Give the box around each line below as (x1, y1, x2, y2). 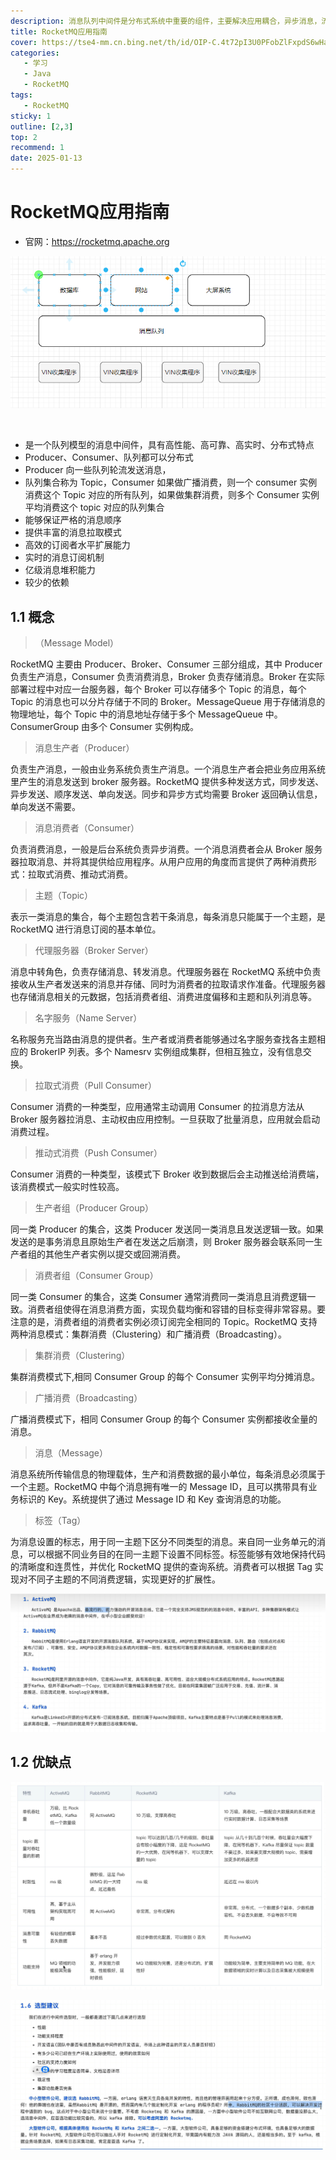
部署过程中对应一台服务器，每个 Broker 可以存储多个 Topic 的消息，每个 (10, 683, 307, 695)
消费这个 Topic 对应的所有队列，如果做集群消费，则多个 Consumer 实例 (24, 489, 320, 501)
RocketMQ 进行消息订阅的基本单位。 (10, 923, 162, 935)
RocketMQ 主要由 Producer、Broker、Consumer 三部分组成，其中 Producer (10, 658, 323, 670)
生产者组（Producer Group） (34, 1202, 155, 1214)
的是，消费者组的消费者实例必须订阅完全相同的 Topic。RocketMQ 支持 (27, 1316, 318, 1328)
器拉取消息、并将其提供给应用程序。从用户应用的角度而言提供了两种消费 (10, 856, 308, 868)
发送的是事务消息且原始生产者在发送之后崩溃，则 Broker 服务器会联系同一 (10, 1236, 315, 1248)
